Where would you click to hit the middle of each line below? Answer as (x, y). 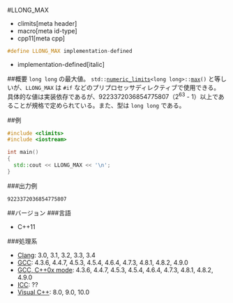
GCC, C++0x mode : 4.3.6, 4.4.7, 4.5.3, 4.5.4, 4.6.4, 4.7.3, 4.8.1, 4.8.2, (115, 270)
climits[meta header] (47, 23)
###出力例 (22, 186)
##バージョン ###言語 (39, 212)
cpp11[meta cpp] (41, 38)
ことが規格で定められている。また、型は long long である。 (99, 105)
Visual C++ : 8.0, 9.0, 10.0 (53, 292)
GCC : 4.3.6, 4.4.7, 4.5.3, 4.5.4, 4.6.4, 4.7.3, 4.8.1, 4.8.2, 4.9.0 (103, 262)
